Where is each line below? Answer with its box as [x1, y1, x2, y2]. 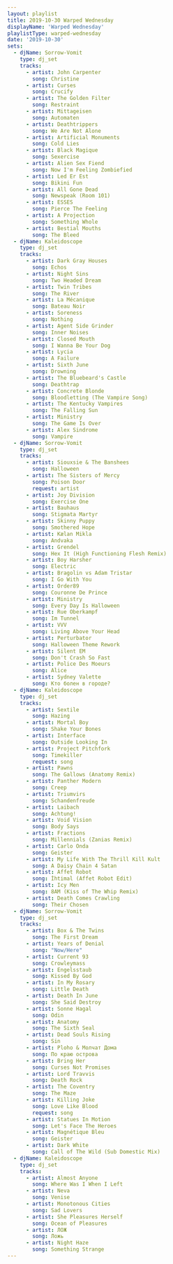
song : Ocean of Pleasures [32, 1220, 108, 1227]
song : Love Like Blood [32, 1102, 98, 1109]
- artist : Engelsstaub [25, 966, 92, 973]
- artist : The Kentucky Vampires [25, 400, 123, 408]
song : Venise [32, 1194, 70, 1201]
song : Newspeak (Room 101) [32, 192, 111, 199]
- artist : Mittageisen [25, 108, 92, 115]
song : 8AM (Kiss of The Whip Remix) [32, 888, 139, 895]
